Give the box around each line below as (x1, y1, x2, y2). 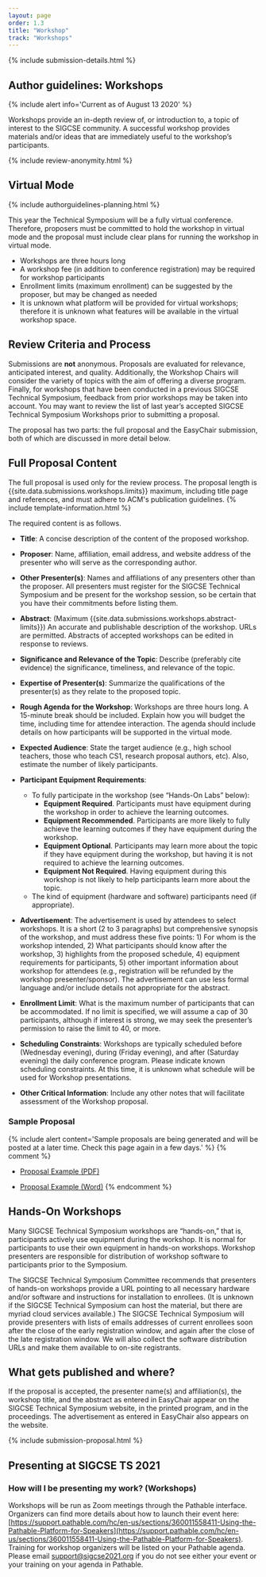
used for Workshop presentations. (19, 1073, 132, 1082)
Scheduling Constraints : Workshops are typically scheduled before (19, 1039, 242, 1048)
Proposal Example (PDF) (19, 1166, 100, 1176)
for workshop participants (19, 272, 105, 282)
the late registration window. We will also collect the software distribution (8, 1334, 248, 1344)
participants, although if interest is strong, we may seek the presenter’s (19, 1015, 253, 1024)
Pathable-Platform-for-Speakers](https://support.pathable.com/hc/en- (8, 1526, 240, 1536)
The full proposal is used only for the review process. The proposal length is (8, 477, 257, 487)
